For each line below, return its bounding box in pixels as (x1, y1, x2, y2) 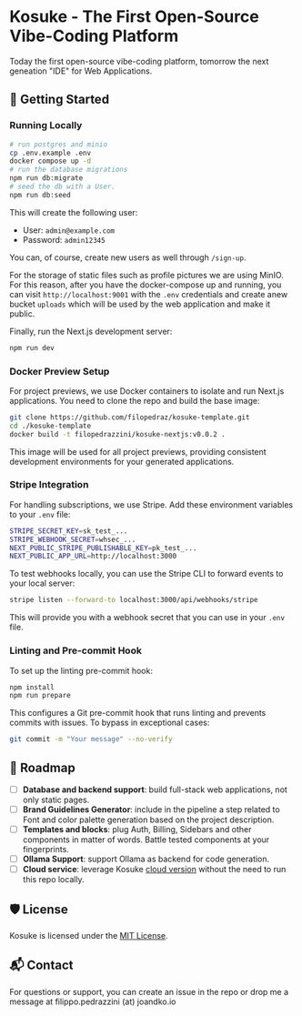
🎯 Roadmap (9, 759, 75, 775)
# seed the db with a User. (9, 182, 116, 191)
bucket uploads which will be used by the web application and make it (9, 298, 271, 309)
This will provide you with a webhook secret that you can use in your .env (9, 612, 285, 623)
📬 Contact (9, 958, 74, 973)
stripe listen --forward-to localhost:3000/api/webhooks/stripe (9, 596, 258, 605)
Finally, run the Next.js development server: (9, 326, 173, 337)
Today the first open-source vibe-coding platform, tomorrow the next (9, 55, 269, 66)
